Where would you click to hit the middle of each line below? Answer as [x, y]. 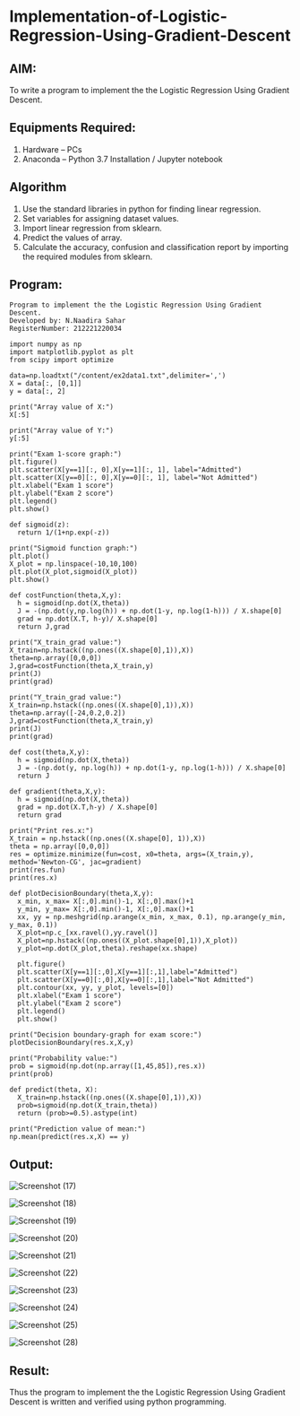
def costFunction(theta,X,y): [66, 595]
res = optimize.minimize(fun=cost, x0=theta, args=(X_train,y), [132, 855]
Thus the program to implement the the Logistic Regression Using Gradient [148, 1393]
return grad [40, 815]
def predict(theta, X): [54, 1090]
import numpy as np [46, 344]
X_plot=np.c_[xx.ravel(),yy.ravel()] [88, 933]
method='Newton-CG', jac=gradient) [76, 863]
